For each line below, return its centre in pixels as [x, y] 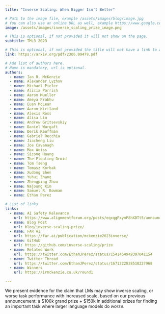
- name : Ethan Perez [30, 195]
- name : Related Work [32, 250]
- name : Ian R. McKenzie [35, 77]
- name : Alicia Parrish [34, 91]
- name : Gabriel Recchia [35, 136]
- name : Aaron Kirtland [34, 109]
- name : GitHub [25, 241]
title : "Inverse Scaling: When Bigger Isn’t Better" [60, 10]
